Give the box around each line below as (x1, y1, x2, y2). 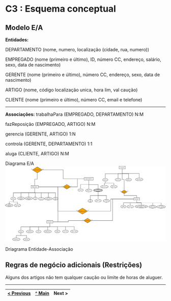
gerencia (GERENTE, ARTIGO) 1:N (5, 131, 76, 137)
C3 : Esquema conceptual (5, 3, 116, 15)
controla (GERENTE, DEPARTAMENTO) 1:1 (5, 141, 93, 147)
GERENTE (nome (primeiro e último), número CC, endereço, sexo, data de (5, 72, 160, 78)
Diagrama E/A (5, 160, 34, 166)
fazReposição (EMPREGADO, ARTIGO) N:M (5, 121, 96, 127)
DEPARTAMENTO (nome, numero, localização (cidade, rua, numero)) (5, 47, 149, 52)
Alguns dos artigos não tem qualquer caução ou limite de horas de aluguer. (5, 274, 163, 280)
